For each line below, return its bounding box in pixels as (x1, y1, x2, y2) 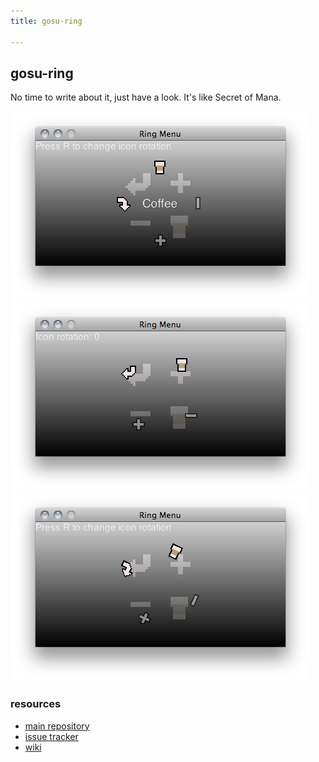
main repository (24, 720, 90, 732)
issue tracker (24, 730, 79, 742)
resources (10, 697, 62, 711)
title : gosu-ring (10, 16, 83, 26)
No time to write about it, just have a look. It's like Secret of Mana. (10, 91, 282, 104)
